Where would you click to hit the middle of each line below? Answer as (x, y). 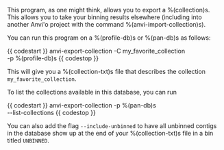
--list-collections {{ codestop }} (51, 113)
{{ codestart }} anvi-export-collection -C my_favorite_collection (96, 51)
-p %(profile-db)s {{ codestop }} (53, 58)
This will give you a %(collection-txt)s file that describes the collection (107, 72)
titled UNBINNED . (28, 140)
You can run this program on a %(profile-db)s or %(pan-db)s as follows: (109, 38)
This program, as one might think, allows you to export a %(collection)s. (109, 10)
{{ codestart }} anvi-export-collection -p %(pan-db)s (82, 105)
